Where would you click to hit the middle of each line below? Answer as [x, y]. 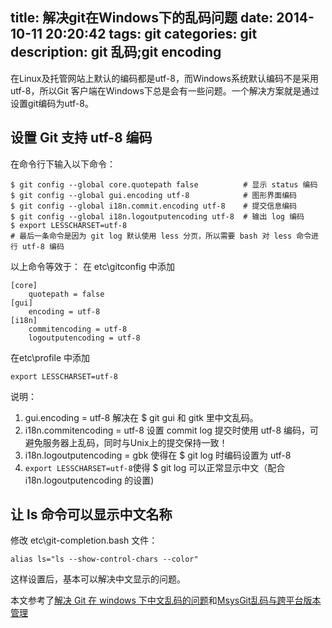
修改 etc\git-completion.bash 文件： [84, 540]
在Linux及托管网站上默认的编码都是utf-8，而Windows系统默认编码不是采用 [164, 78]
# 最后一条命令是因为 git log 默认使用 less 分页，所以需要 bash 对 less [151, 236]
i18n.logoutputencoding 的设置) [89, 480]
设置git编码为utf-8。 [52, 103]
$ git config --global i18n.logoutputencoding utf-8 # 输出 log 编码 [157, 216]
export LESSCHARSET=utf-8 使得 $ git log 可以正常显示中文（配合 [155, 467]
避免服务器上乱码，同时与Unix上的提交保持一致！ [126, 442]
